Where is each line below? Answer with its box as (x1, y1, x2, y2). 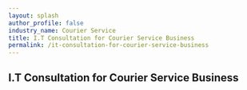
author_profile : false (8, 19, 84, 27)
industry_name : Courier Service (8, 26, 116, 34)
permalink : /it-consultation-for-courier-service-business (8, 41, 209, 49)
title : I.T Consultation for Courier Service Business (8, 33, 195, 42)
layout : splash (8, 11, 59, 20)
